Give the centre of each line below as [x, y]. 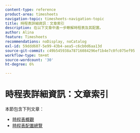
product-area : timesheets [31, 14]
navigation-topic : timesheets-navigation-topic [55, 19]
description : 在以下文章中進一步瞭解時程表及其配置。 [54, 28]
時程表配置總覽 [27, 126]
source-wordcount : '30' [29, 60]
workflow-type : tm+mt [27, 55]
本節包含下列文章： [25, 109]
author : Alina [20, 32]
